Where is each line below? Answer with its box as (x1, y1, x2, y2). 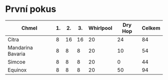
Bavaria (7, 50, 26, 57)
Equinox (7, 66, 27, 73)
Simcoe (7, 58, 26, 65)
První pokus (5, 3, 56, 15)
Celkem (141, 24, 160, 31)
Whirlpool (88, 24, 112, 31)
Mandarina (7, 44, 33, 51)
